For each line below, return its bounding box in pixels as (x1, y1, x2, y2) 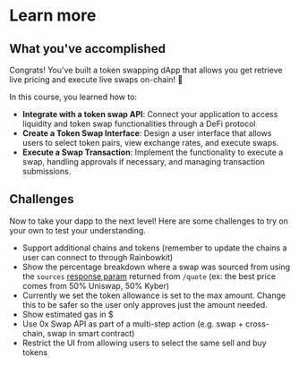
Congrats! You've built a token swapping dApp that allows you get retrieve (9, 64, 283, 75)
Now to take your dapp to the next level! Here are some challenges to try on (9, 216, 289, 226)
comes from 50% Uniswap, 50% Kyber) (21, 280, 170, 291)
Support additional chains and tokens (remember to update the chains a (21, 242, 288, 253)
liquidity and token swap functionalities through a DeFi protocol (21, 118, 257, 129)
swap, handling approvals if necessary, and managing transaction (21, 157, 266, 166)
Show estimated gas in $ (21, 309, 114, 319)
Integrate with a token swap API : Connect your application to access (21, 109, 278, 119)
